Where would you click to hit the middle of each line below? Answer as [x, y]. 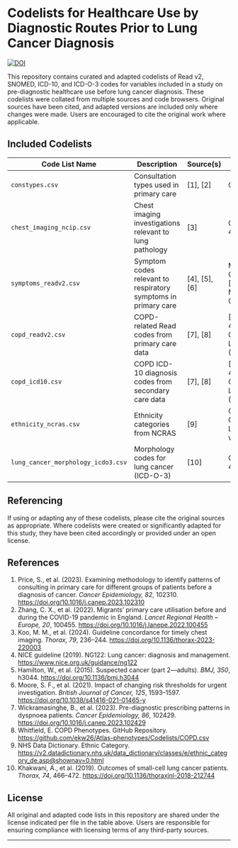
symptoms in [155, 296]
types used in [156, 184]
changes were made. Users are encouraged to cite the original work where [117, 114]
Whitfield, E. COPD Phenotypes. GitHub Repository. [92, 730]
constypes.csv [35, 185]
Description [157, 164]
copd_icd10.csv [36, 381]
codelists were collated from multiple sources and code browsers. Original [116, 99]
